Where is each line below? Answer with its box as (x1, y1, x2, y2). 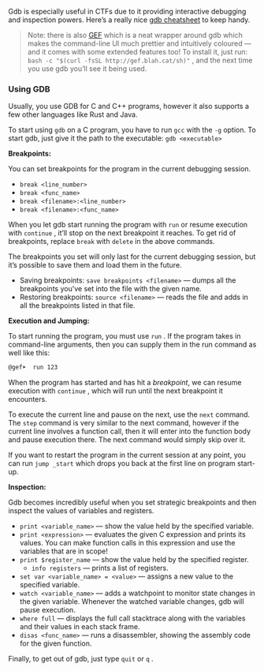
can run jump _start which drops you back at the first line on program (8, 459, 236, 468)
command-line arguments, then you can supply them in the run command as (8, 339, 257, 350)
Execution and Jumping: (8, 316, 90, 326)
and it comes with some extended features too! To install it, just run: (27, 47, 248, 56)
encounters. (8, 395, 47, 404)
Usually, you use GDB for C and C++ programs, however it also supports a (8, 102, 250, 111)
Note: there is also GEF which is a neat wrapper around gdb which (27, 31, 243, 39)
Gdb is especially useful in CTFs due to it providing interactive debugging (8, 7, 247, 16)
